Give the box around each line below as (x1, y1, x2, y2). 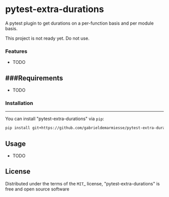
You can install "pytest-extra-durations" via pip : (5, 116, 105, 122)
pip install (5, 126, 30, 131)
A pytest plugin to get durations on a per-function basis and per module (5, 20, 154, 26)
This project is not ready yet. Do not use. (5, 35, 90, 41)
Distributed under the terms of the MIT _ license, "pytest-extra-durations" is (5, 180, 160, 186)
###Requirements (5, 74, 63, 82)
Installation (5, 100, 34, 107)
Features (5, 48, 28, 55)
